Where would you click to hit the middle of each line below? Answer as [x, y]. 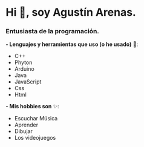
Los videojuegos [35, 138]
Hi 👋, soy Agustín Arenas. [71, 12]
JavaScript [28, 82]
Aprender [26, 125]
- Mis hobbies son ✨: [32, 106]
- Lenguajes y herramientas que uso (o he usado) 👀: [72, 44]
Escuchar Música [36, 119]
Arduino [24, 69]
